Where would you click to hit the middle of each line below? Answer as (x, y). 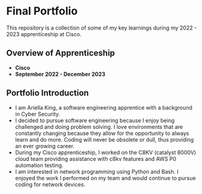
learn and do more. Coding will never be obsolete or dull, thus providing (104, 139)
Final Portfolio (42, 11)
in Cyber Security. (37, 114)
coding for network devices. (50, 184)
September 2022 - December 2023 (60, 74)
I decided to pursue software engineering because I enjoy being (95, 120)
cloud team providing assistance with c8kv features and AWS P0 (96, 158)
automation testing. (39, 165)
